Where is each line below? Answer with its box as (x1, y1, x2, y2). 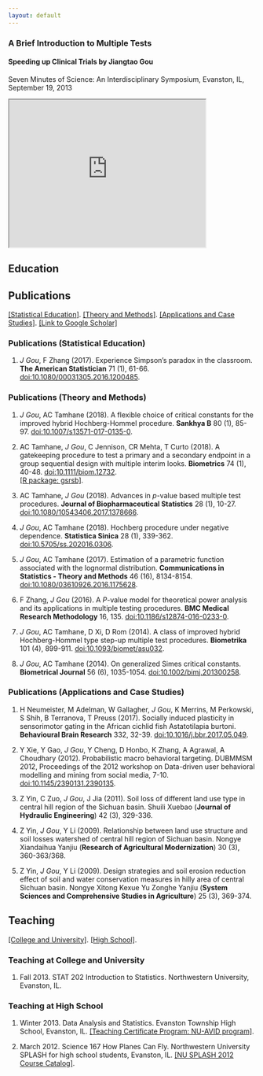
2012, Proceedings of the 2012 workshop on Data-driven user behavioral (19, 761, 255, 771)
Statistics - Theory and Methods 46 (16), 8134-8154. (19, 571, 193, 581)
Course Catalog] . (19, 1059, 75, 1068)
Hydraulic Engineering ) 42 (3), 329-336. (19, 810, 153, 819)
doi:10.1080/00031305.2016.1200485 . (19, 372, 141, 382)
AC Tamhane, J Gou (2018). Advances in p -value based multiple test (19, 490, 241, 500)
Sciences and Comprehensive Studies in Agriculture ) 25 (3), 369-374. (19, 891, 252, 900)
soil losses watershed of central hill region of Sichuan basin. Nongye (19, 834, 242, 843)
